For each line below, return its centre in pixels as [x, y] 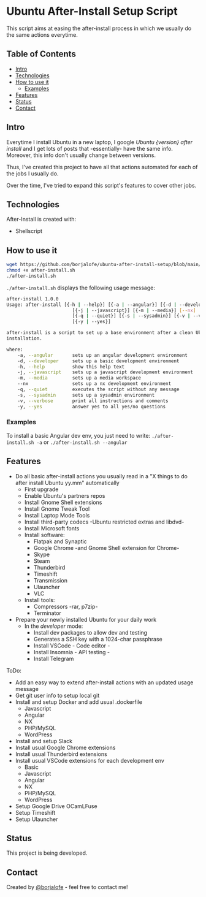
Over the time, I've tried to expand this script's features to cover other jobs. [101, 185]
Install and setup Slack [44, 741]
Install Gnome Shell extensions [63, 502]
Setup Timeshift [35, 812]
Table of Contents [41, 54]
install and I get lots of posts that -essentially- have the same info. [90, 148]
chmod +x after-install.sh [41, 270]
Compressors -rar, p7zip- [66, 606]
